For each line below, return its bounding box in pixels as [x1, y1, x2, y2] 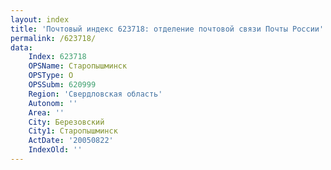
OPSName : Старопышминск [28, 61, 128, 71]
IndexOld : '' [28, 145, 83, 155]
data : [10, 42, 33, 53]
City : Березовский [28, 117, 105, 127]
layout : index [10, 14, 70, 25]
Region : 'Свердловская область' [28, 89, 163, 99]
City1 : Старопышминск [28, 126, 118, 136]
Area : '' [28, 107, 65, 118]
